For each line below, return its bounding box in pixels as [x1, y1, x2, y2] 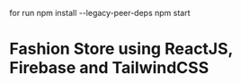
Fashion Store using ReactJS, [9, 39, 234, 59]
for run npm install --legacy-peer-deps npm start [9, 8, 191, 18]
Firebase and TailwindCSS [9, 58, 210, 79]
